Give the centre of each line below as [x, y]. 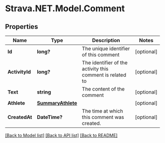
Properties [22, 27]
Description [106, 40]
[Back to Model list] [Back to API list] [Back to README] [61, 135]
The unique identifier [106, 48]
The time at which [103, 111]
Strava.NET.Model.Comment [65, 9]
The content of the [103, 89]
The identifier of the [105, 63]
